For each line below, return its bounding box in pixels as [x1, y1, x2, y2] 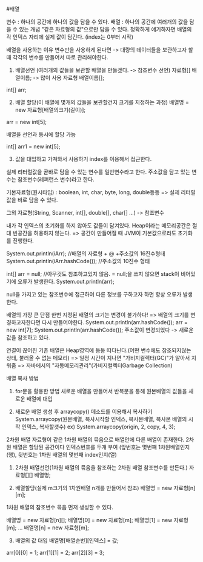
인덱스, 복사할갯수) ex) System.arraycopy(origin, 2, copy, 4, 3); [21, 423, 176, 430]
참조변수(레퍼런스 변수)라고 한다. [17, 176, 95, 183]
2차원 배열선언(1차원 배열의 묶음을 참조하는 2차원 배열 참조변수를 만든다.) [15, 464, 188, 471]
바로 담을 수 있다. [17, 196, 58, 203]
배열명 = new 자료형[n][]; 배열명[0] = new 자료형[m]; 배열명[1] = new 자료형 [6, 517, 189, 523]
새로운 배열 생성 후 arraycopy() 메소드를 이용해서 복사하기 [15, 408, 153, 415]
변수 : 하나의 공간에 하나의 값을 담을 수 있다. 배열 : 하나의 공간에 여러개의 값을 [6, 18, 188, 25]
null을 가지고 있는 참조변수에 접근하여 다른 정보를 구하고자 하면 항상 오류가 [6, 291, 182, 298]
